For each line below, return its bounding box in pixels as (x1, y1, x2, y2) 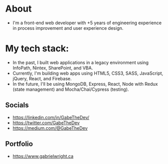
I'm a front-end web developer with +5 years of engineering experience (12, 20, 162, 26)
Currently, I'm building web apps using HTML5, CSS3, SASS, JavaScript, (12, 70, 163, 76)
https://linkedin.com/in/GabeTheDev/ (12, 114, 90, 120)
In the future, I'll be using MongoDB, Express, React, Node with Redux (12, 81, 158, 87)
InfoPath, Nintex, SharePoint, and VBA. (12, 65, 93, 71)
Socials (5, 101, 29, 110)
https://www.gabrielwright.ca (12, 153, 74, 159)
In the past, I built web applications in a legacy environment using (12, 59, 149, 66)
